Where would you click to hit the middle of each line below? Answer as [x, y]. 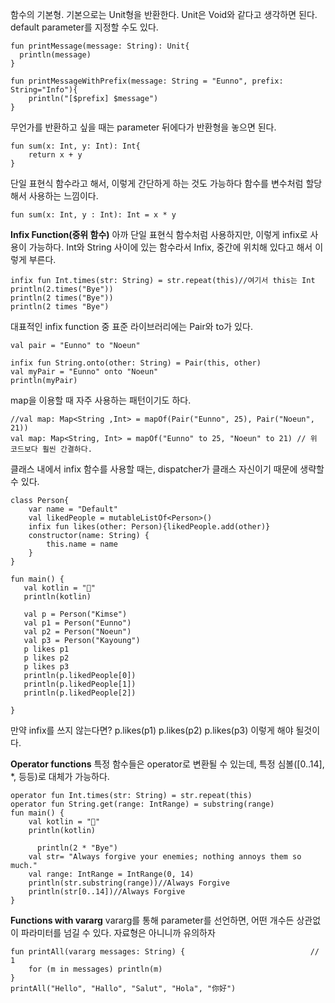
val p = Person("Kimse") [75, 614]
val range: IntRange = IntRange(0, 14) [111, 874]
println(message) [55, 55]
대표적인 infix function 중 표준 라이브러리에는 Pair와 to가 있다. [131, 326]
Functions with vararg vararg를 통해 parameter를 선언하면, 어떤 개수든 [152, 920]
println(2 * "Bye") [77, 848]
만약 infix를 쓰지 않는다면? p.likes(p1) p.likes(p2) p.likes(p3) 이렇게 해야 [152, 730]
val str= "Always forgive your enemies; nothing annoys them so [165, 857]
